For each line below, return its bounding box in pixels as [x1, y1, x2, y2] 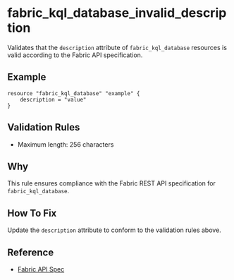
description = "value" [20, 96, 87, 103]
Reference [7, 246, 54, 258]
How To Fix [7, 207, 57, 219]
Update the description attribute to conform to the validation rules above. [7, 226, 222, 234]
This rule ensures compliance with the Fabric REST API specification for [7, 179, 216, 188]
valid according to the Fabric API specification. [7, 51, 143, 59]
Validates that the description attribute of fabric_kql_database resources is [7, 43, 228, 51]
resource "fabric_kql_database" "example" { [7, 90, 140, 97]
